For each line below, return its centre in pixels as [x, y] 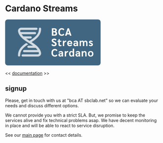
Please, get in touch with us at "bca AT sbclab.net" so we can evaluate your [81, 100]
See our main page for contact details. [44, 135]
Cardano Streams [41, 9]
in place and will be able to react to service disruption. [60, 125]
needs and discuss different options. [42, 105]
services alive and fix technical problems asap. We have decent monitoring [81, 120]
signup [16, 89]
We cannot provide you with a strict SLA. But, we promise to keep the [75, 115]
